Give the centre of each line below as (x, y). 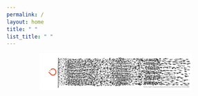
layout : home (25, 22)
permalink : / (25, 15)
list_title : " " (30, 37)
